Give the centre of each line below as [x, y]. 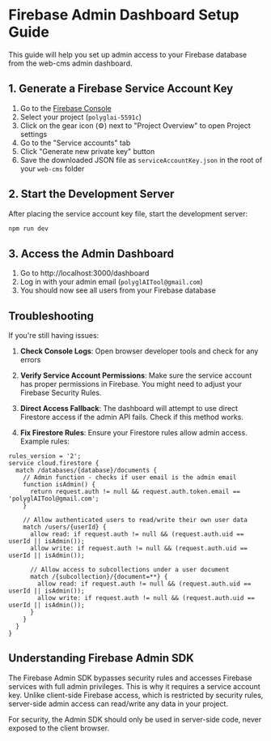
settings [34, 134]
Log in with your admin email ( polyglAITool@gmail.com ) [112, 282]
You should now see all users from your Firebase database [118, 290]
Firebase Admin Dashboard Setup [124, 15]
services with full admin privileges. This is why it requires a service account [134, 686]
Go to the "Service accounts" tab [75, 143]
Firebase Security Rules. [61, 393]
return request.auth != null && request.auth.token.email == [135, 492]
